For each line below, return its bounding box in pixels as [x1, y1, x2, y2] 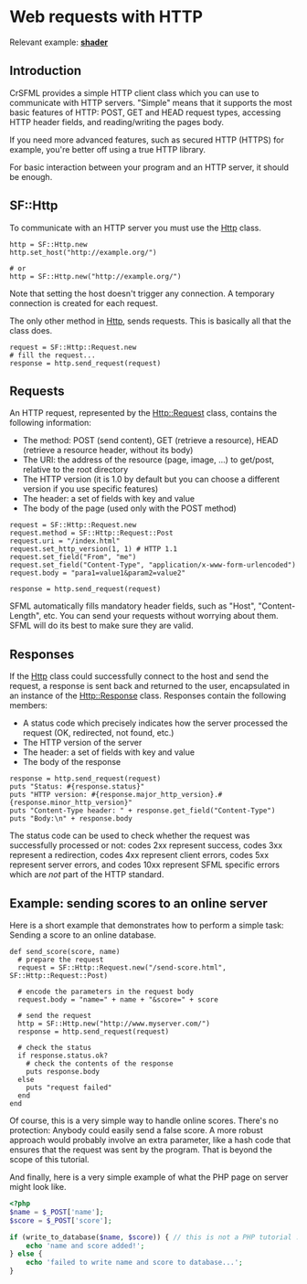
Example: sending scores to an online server [9, 896, 268, 911]
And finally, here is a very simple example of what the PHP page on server [9, 1172, 289, 1183]
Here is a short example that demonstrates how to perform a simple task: [9, 920, 285, 930]
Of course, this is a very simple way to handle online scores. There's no [9, 1115, 279, 1126]
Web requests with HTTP [9, 6, 204, 27]
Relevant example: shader [9, 37, 108, 48]
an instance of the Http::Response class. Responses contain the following [9, 690, 286, 701]
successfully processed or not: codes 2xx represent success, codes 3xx [9, 840, 283, 851]
